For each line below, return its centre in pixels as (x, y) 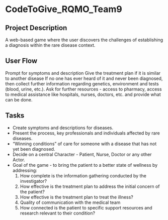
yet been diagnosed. (34, 149)
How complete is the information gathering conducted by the (83, 176)
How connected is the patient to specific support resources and (86, 207)
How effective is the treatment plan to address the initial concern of (90, 186)
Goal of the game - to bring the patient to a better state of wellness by (85, 165)
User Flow (21, 61)
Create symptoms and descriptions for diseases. (63, 128)
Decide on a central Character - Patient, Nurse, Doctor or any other (82, 154)
